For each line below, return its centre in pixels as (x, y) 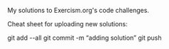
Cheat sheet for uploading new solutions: (67, 24)
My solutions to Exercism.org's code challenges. (78, 10)
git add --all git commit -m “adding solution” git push (84, 38)
